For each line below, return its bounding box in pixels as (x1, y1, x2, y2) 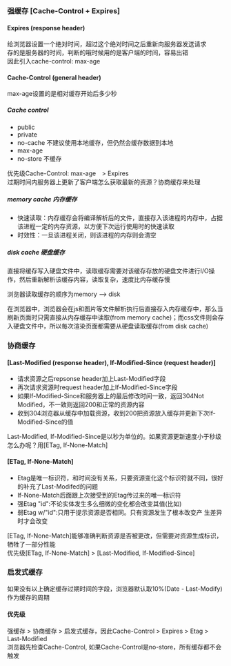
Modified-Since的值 (17, 418, 74, 426)
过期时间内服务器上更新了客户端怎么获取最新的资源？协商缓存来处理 (7, 178, 201, 186)
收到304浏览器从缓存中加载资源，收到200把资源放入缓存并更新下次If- (17, 409, 216, 418)
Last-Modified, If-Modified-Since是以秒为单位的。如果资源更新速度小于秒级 (7, 433, 222, 441)
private (17, 130, 38, 139)
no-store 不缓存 (17, 155, 62, 163)
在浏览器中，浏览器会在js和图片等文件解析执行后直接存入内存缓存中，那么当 (7, 305, 223, 313)
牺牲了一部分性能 (7, 540, 56, 548)
